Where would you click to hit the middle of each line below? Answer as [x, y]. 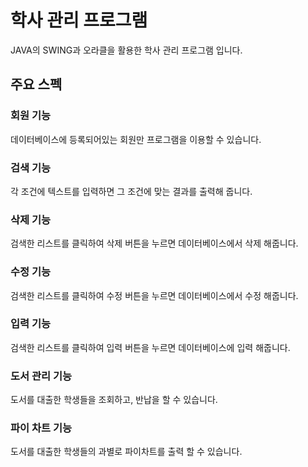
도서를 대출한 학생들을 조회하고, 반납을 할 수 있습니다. [114, 400]
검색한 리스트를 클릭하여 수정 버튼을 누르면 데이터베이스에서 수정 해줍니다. [154, 295]
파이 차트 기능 [41, 428]
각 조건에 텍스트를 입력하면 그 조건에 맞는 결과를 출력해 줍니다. [131, 191]
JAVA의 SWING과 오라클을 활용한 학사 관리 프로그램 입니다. [126, 50]
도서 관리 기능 [41, 376]
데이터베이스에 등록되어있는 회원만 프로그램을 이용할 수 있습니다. [136, 139]
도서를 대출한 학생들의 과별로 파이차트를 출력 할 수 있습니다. [126, 452]
